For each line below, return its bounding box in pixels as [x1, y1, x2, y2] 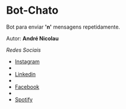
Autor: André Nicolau [6, 35, 59, 42]
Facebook [14, 83, 40, 90]
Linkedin [14, 70, 36, 77]
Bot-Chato [6, 4, 59, 17]
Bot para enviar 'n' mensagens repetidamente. [6, 23, 121, 30]
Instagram [14, 58, 40, 65]
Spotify [14, 96, 33, 103]
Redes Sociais [6, 46, 41, 54]
